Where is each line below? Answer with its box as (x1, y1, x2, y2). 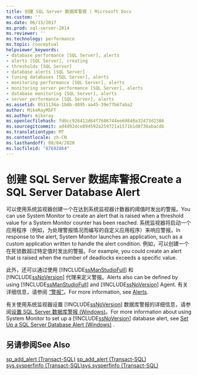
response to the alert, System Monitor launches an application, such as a (6, 233, 183, 240)
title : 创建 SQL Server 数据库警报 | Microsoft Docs (6, 8, 132, 15)
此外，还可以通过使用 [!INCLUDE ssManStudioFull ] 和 (6, 266, 134, 274)
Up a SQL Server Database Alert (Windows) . (6, 321, 115, 328)
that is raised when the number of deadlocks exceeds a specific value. (6, 254, 178, 261)
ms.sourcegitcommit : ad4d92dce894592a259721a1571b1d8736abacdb (6, 124, 165, 130)
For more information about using (111, 308, 192, 316)
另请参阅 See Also (6, 340, 71, 350)
